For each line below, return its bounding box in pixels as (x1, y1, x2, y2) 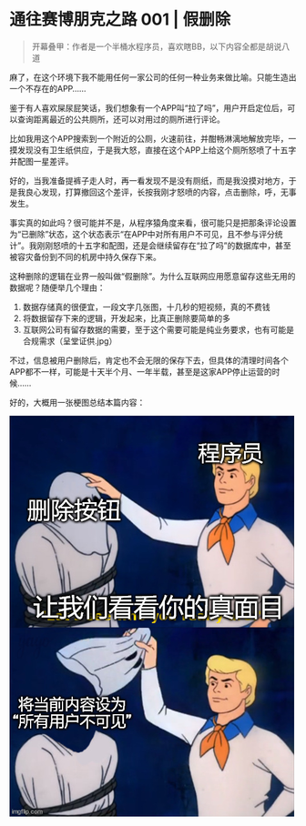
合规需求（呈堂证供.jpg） (22, 335, 117, 347)
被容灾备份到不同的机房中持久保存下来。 (9, 251, 161, 262)
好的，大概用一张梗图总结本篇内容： (9, 397, 146, 408)
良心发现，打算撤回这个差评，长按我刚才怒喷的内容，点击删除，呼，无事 (25, 186, 297, 197)
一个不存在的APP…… (9, 83, 87, 94)
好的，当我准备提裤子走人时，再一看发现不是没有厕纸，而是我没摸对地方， (9, 175, 289, 186)
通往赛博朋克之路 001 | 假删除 (9, 9, 231, 30)
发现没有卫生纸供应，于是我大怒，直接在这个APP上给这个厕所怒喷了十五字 (16, 144, 297, 156)
